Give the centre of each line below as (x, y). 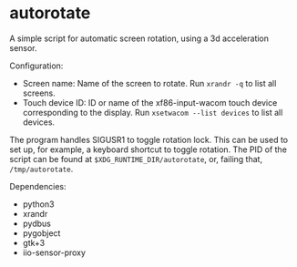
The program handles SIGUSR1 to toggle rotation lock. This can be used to (149, 139)
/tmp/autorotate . (41, 169)
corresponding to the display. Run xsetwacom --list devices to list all (153, 112)
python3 (38, 204)
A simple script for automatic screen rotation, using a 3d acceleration (139, 38)
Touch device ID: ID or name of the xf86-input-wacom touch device (150, 102)
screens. (39, 93)
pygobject (41, 233)
